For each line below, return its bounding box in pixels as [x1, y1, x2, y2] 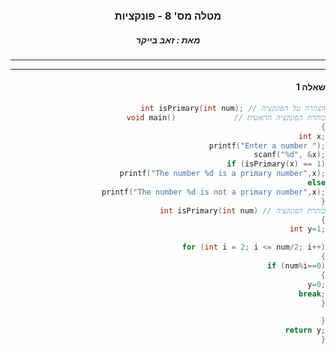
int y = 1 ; [289, 224, 326, 234]
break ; [298, 289, 326, 299]
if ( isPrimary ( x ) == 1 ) [226, 159, 326, 169]
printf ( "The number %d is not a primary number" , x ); [101, 187, 326, 197]
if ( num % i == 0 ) [266, 261, 326, 271]
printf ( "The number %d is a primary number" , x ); [119, 169, 326, 179]
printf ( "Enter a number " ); [208, 140, 326, 151]
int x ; [298, 131, 326, 141]
